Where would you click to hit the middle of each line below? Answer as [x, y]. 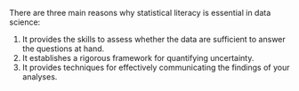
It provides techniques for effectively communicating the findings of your [156, 67]
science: [25, 22]
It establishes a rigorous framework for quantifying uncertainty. [138, 58]
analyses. [40, 77]
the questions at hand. [63, 49]
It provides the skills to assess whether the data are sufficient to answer [154, 39]
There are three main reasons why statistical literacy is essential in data [140, 13]
